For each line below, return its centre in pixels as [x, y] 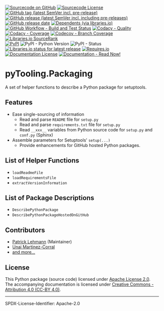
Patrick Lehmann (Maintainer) [42, 242]
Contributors [25, 230]
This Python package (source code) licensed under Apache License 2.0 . [78, 279]
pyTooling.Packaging [49, 74]
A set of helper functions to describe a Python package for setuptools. [76, 87]
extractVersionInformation [40, 183]
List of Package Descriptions [50, 198]
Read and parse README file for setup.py [59, 119]
